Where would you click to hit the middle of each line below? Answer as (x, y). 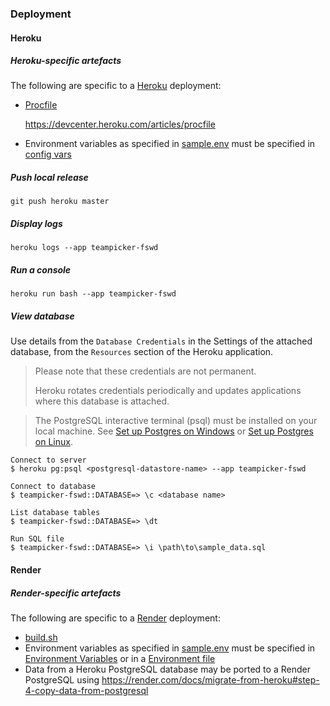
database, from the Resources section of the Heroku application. (142, 352)
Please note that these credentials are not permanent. (145, 371)
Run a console (41, 270)
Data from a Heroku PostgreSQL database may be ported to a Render (167, 669)
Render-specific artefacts (66, 593)
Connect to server (48, 460)
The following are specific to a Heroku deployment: (116, 86)
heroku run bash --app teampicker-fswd (93, 294)
